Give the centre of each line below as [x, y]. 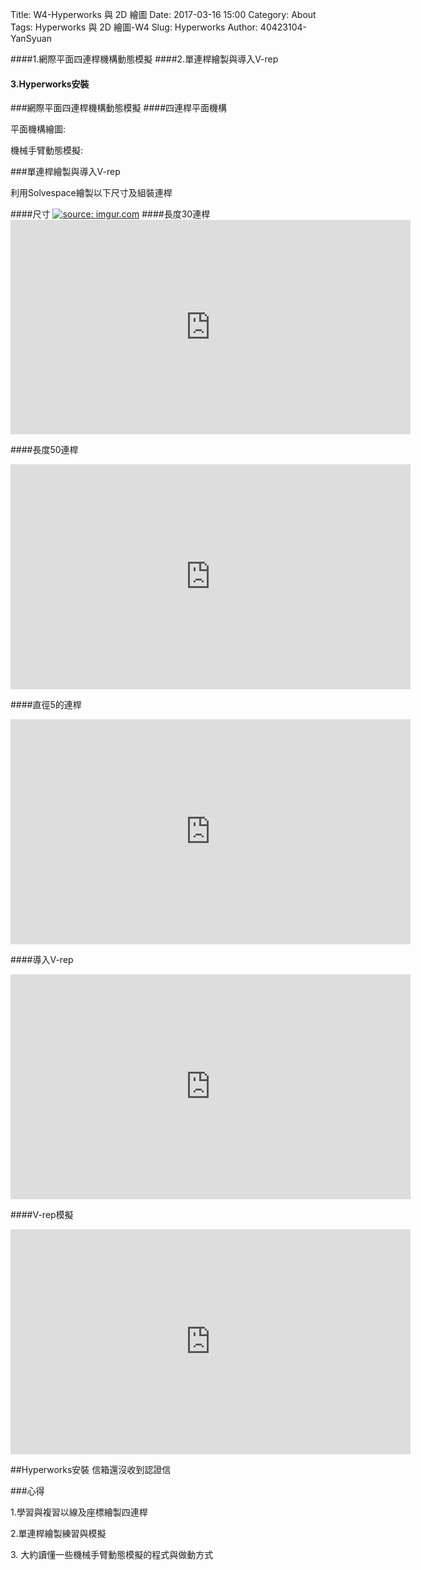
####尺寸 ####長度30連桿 [110, 214]
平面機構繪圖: [38, 129]
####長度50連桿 [44, 450]
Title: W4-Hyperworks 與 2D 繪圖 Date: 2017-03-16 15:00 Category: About [163, 14]
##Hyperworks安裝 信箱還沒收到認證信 [91, 1470]
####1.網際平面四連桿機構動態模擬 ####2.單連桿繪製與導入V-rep [144, 59]
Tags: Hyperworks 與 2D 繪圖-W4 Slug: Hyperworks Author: [134, 27]
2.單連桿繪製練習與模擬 [58, 1534]
